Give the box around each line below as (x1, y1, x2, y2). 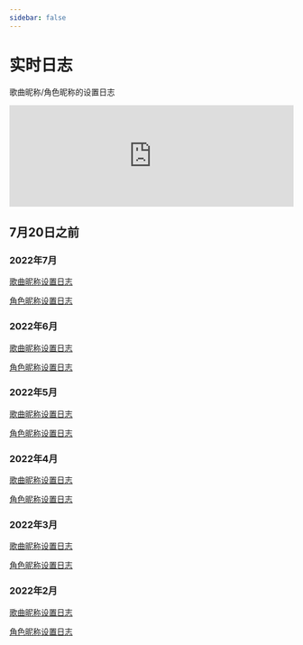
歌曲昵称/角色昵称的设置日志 (9, 87, 115, 97)
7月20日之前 (9, 225, 79, 240)
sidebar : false (9, 13, 67, 23)
